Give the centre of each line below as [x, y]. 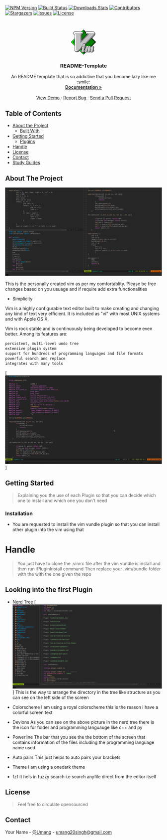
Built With [30, 131]
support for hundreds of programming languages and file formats [74, 354]
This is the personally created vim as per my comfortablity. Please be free [81, 284]
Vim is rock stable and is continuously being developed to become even [79, 329]
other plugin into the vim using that [48, 530]
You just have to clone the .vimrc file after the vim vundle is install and [89, 563]
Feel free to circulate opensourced [53, 804]
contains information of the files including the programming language [83, 742]
